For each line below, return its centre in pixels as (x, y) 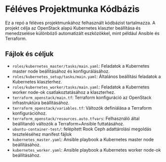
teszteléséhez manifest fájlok (42, 134)
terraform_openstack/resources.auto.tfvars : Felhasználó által (76, 118)
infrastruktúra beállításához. (41, 103)
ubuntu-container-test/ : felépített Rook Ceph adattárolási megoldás (82, 129)
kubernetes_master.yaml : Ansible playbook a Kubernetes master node (83, 139)
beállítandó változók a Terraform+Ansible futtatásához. (68, 123)
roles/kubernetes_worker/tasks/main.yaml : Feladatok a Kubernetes (81, 87)
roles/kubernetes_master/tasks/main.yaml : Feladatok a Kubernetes (81, 66)
